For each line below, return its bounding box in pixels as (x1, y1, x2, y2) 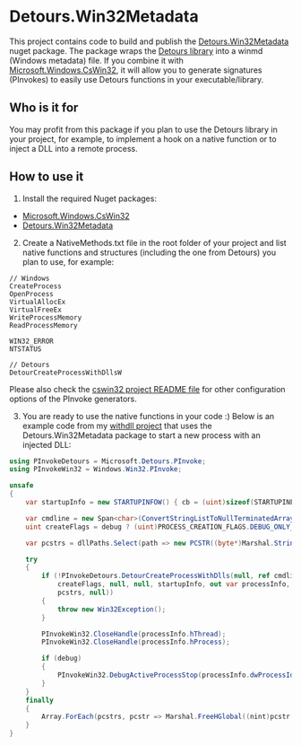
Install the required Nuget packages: (21, 193, 157, 204)
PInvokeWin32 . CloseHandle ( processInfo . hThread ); (41, 629, 227, 638)
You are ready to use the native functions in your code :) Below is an (21, 410, 275, 421)
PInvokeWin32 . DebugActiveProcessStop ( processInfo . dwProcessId (56, 671, 295, 680)
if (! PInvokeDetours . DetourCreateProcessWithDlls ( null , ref (41, 572, 271, 581)
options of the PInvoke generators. (9, 393, 137, 404)
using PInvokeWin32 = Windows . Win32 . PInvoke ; (9, 465, 182, 474)
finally (25, 696, 54, 705)
